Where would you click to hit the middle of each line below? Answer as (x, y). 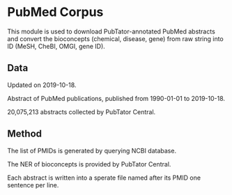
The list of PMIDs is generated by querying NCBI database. (92, 150)
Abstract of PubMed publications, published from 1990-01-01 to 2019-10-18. (116, 98)
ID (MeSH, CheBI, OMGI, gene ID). (56, 46)
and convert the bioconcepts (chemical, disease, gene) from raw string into (116, 38)
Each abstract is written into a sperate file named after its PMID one (104, 178)
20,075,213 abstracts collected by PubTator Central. (82, 111)
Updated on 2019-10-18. (42, 85)
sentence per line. (33, 185)
